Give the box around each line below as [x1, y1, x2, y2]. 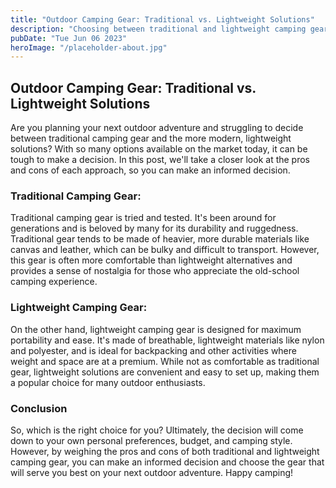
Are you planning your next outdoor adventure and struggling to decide [10, 122, 304, 134]
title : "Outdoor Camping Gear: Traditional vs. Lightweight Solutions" [10, 14, 315, 25]
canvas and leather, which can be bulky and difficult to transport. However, [10, 244, 320, 256]
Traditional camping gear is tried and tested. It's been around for [10, 212, 277, 224]
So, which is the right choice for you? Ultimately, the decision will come [10, 424, 304, 436]
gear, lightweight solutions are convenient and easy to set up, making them [10, 366, 320, 378]
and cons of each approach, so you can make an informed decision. [10, 164, 291, 176]
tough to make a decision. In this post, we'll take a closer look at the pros [10, 154, 311, 166]
